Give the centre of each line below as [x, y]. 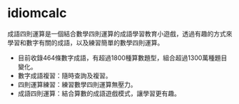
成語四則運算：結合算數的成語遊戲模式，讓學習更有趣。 [99, 93]
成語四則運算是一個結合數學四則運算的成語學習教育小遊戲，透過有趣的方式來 [120, 33]
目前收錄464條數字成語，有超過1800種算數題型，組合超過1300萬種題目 [122, 58]
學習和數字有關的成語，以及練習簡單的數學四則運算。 [86, 42]
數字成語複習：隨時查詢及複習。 [65, 76]
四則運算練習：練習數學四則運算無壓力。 [77, 84]
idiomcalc [37, 13]
